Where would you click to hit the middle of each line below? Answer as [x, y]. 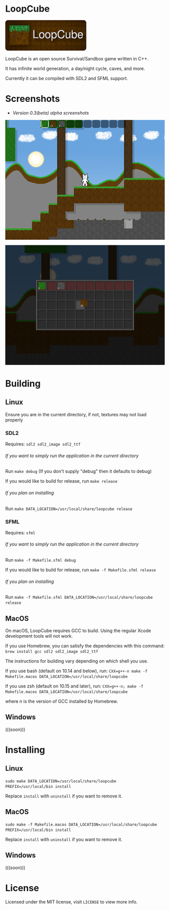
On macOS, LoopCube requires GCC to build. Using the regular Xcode [78, 631]
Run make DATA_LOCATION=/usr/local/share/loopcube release [69, 508]
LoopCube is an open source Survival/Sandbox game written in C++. [77, 58]
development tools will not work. [39, 636]
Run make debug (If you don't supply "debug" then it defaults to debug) [78, 471]
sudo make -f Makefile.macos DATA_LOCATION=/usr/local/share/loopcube [81, 824]
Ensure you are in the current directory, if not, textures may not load [76, 414]
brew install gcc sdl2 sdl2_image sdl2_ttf [52, 652]
